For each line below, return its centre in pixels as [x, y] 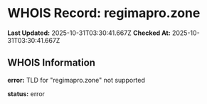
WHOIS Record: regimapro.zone [104, 13]
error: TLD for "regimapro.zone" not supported [76, 80]
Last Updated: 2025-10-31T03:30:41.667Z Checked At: [89, 33]
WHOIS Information [52, 63]
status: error [26, 93]
